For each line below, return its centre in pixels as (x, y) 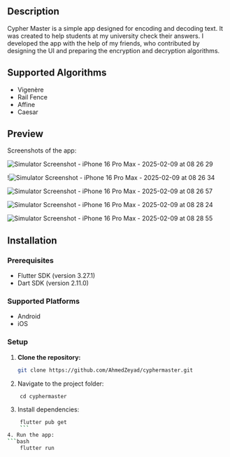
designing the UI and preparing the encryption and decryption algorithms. (114, 50)
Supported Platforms (44, 302)
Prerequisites (30, 260)
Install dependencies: (48, 409)
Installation (32, 240)
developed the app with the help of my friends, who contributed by (104, 43)
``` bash (19, 442)
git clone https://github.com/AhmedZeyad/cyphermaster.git (105, 370)
